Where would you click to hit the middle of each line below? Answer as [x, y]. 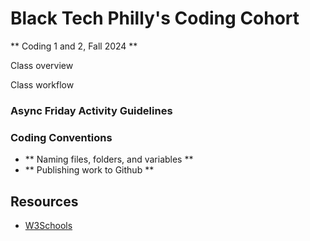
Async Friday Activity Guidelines [91, 110]
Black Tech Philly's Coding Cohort [155, 18]
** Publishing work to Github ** [89, 170]
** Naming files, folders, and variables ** [109, 159]
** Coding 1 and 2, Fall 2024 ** [74, 46]
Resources [44, 201]
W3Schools [48, 225]
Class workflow [42, 84]
